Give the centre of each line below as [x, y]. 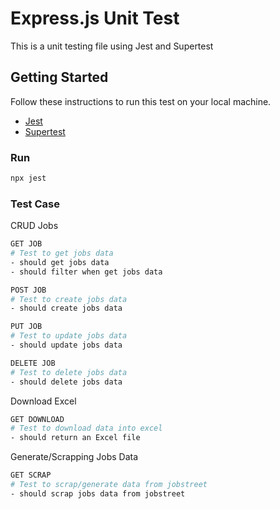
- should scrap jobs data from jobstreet [98, 493]
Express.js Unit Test [95, 18]
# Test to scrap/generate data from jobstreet [109, 485]
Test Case [35, 204]
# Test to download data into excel [86, 428]
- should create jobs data [66, 308]
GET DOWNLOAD [37, 419]
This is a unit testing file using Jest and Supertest [112, 46]
